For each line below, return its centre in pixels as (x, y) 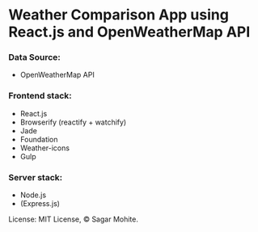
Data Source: (34, 57)
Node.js (33, 195)
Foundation (39, 139)
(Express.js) (40, 204)
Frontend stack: (40, 96)
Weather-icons (45, 148)
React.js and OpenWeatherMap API (129, 32)
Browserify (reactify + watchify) (73, 122)
